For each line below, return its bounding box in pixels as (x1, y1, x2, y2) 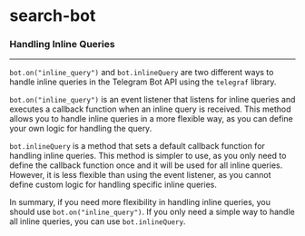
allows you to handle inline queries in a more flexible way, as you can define (9, 113, 293, 124)
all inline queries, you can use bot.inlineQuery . (9, 216, 186, 227)
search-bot (9, 5, 96, 26)
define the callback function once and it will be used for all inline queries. (9, 160, 283, 171)
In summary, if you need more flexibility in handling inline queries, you (9, 197, 271, 208)
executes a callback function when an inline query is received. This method (9, 103, 291, 114)
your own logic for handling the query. (9, 123, 152, 134)
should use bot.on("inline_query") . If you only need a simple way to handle (9, 206, 295, 218)
